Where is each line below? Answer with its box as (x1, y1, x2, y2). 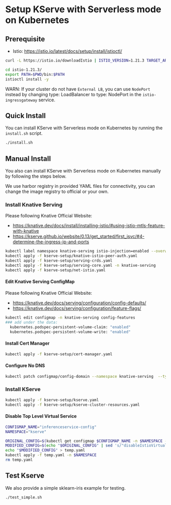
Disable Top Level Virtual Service (5, 413, 77, 419)
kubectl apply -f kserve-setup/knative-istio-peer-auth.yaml (5, 254, 138, 259)
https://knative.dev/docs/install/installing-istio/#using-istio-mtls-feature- (12, 222, 165, 229)
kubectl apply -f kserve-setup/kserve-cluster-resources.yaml (5, 402, 140, 407)
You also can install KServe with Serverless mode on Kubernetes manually (5, 168, 161, 174)
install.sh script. (5, 130, 43, 136)
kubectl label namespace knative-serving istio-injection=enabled (5, 248, 149, 254)
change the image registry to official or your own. (5, 188, 109, 194)
